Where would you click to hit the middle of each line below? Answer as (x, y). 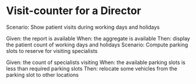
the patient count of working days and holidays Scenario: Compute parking (97, 45)
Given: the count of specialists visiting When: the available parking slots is (96, 62)
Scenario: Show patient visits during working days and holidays (83, 27)
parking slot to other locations (42, 75)
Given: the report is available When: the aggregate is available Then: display (98, 38)
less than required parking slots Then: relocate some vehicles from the (92, 68)
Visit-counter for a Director (74, 11)
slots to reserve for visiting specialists (52, 51)
